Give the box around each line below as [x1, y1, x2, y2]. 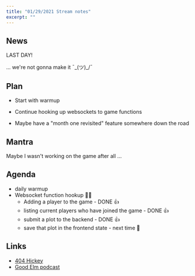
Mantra [6, 137, 34, 147]
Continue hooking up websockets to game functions [14, 109, 142, 116]
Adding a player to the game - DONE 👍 [23, 198, 119, 205]
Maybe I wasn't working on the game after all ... [6, 152, 122, 159]
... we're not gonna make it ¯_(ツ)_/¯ [6, 64, 93, 71]
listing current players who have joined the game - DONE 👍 [23, 207, 169, 214]
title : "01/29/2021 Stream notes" [6, 8, 92, 15]
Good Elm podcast [14, 263, 60, 270]
